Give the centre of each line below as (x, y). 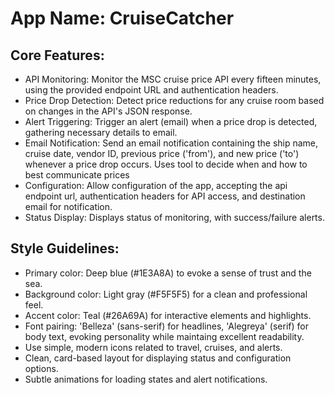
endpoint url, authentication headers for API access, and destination (165, 196)
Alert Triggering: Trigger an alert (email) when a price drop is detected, (171, 121)
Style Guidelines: (65, 248)
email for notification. (68, 206)
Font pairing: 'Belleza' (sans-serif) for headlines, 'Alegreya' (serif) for (166, 326)
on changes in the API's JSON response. (108, 111)
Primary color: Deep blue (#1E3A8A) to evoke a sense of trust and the (168, 273)
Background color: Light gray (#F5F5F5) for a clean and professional (166, 294)
